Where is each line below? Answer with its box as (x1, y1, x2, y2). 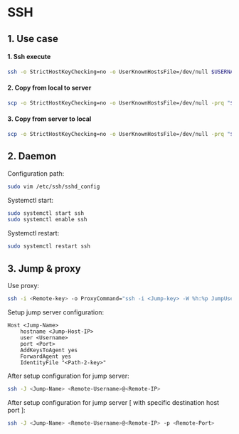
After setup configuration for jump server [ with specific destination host (7, 398, 219, 406)
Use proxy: (7, 281, 40, 290)
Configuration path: (7, 169, 65, 178)
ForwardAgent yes (20, 353, 72, 360)
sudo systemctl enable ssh (7, 216, 87, 223)
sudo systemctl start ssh (7, 209, 84, 217)
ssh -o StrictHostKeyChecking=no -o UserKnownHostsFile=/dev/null (7, 68, 208, 75)
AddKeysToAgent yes (20, 346, 78, 354)
